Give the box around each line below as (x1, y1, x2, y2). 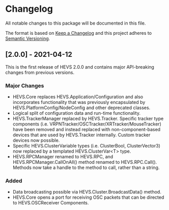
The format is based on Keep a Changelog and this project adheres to (5, 30, 152, 36)
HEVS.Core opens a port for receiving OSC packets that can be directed (12, 194, 164, 200)
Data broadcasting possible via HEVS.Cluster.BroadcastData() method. (12, 189, 162, 195)
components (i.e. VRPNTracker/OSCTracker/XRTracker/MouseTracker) (12, 121, 162, 127)
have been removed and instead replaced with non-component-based (12, 127, 161, 133)
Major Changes (5, 82, 44, 89)
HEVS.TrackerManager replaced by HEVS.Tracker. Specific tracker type (12, 116, 164, 122)
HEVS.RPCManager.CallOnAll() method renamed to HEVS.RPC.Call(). (12, 159, 157, 165)
